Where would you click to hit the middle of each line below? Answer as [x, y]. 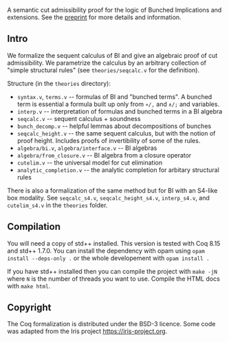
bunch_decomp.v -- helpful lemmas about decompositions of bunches [114, 126]
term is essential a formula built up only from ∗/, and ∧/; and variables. [118, 104]
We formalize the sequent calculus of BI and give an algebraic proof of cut [112, 55]
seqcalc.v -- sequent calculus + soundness [79, 118]
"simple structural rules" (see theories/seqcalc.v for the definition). [103, 70]
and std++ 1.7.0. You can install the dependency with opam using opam [106, 250]
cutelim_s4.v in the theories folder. [57, 205]
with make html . [29, 286]
